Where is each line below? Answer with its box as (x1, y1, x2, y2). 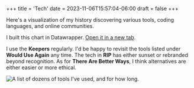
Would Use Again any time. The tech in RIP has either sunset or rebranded (6, 52, 188, 58)
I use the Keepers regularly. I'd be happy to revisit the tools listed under (6, 45, 181, 52)
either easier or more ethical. (6, 64, 77, 71)
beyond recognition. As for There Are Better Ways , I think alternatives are (6, 58, 186, 65)
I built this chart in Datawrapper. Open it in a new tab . (6, 34, 136, 40)
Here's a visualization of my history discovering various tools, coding (6, 16, 174, 23)
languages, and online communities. (6, 23, 95, 29)
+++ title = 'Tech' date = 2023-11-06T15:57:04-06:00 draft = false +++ (6, 5, 179, 12)
